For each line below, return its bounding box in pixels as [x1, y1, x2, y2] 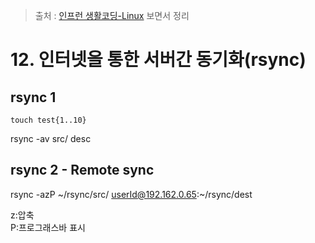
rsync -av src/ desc [10, 133, 92, 144]
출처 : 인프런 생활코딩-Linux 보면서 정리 [34, 10, 190, 21]
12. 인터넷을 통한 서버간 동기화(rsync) [10, 49, 307, 71]
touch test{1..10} [10, 115, 87, 125]
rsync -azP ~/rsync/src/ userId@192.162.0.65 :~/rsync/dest [10, 188, 253, 200]
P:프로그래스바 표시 [10, 221, 86, 233]
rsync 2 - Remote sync [10, 162, 155, 179]
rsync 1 [10, 89, 57, 106]
